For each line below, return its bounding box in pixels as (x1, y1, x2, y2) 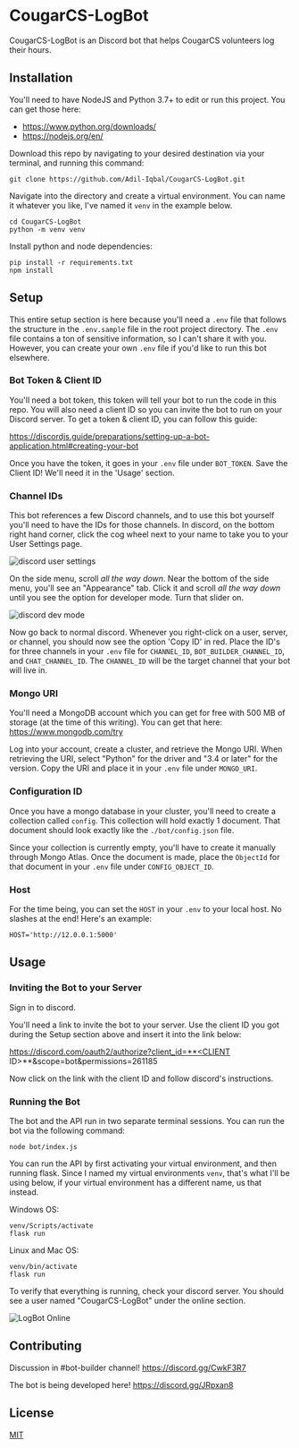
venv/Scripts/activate (9, 1222, 94, 1231)
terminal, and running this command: (9, 158, 145, 168)
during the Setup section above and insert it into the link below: (9, 1028, 242, 1039)
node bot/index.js (9, 1143, 78, 1152)
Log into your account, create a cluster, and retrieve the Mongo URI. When (9, 744, 283, 754)
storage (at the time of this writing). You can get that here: (9, 717, 223, 728)
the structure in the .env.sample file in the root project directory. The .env (9, 323, 278, 334)
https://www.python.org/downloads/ (21, 121, 156, 132)
